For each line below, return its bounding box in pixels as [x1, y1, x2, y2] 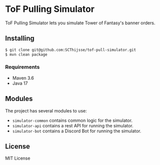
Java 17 [12, 80, 28, 86]
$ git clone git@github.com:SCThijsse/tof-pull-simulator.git [5, 47, 136, 53]
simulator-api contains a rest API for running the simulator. [12, 122, 134, 128]
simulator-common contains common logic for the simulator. [12, 117, 133, 123]
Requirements [5, 63, 40, 70]
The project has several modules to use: [5, 108, 87, 113]
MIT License [5, 155, 31, 162]
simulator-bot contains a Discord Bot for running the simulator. [12, 128, 142, 134]
